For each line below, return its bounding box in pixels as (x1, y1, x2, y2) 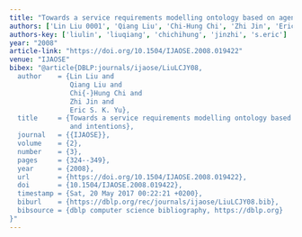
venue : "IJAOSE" (9, 55, 70, 64)
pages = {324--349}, (17, 155, 111, 165)
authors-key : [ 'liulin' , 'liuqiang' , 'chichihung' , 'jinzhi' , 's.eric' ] (9, 30, 288, 39)
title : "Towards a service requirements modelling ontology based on (9, 13, 276, 23)
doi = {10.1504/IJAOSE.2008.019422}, (17, 181, 182, 190)
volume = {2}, (17, 139, 83, 148)
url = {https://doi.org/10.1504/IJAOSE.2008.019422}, (17, 172, 247, 181)
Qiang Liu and (69, 80, 123, 89)
